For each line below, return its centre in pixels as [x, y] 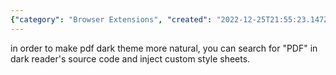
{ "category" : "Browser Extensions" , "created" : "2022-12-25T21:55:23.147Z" [171, 19]
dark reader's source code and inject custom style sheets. [130, 58]
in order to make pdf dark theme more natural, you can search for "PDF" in [164, 48]
